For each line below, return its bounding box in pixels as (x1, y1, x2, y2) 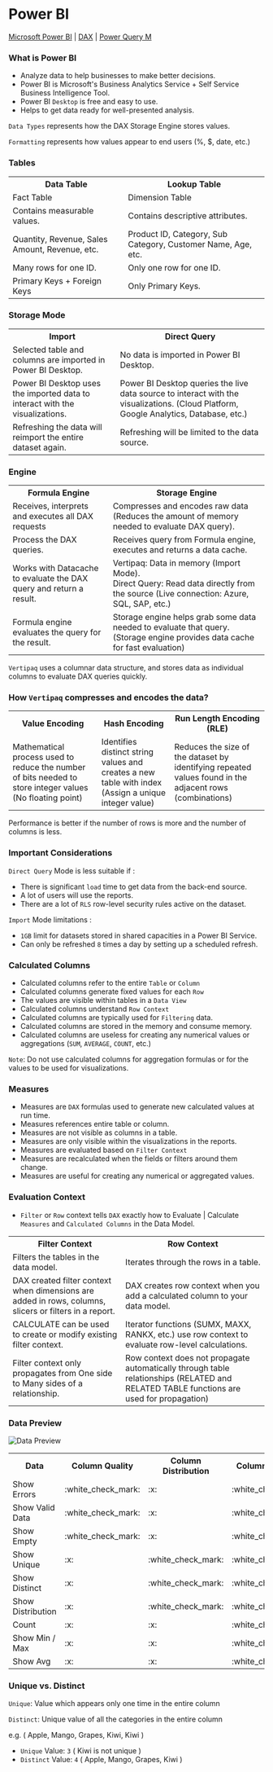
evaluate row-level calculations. (125, 1339, 248, 1350)
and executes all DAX (12, 511, 93, 522)
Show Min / (12, 1632, 56, 1643)
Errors (12, 1488, 37, 1500)
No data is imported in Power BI (119, 349, 240, 360)
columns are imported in (12, 354, 106, 365)
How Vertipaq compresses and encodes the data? (8, 692, 209, 703)
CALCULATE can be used (12, 1318, 110, 1330)
